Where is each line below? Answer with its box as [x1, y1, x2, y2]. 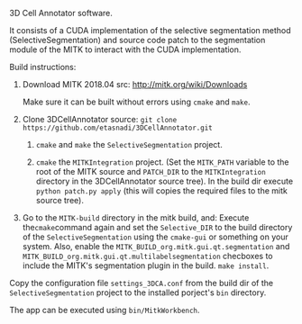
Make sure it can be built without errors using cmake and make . [22, 96, 251, 107]
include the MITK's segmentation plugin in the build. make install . [22, 260, 270, 271]
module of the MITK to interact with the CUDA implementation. [9, 44, 242, 55]
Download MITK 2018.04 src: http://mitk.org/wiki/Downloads [22, 79, 248, 89]
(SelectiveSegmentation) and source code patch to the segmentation [9, 35, 266, 45]
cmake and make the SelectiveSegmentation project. [35, 139, 223, 149]
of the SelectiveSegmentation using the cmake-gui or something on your [22, 231, 288, 242]
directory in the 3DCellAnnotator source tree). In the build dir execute [35, 175, 294, 186]
